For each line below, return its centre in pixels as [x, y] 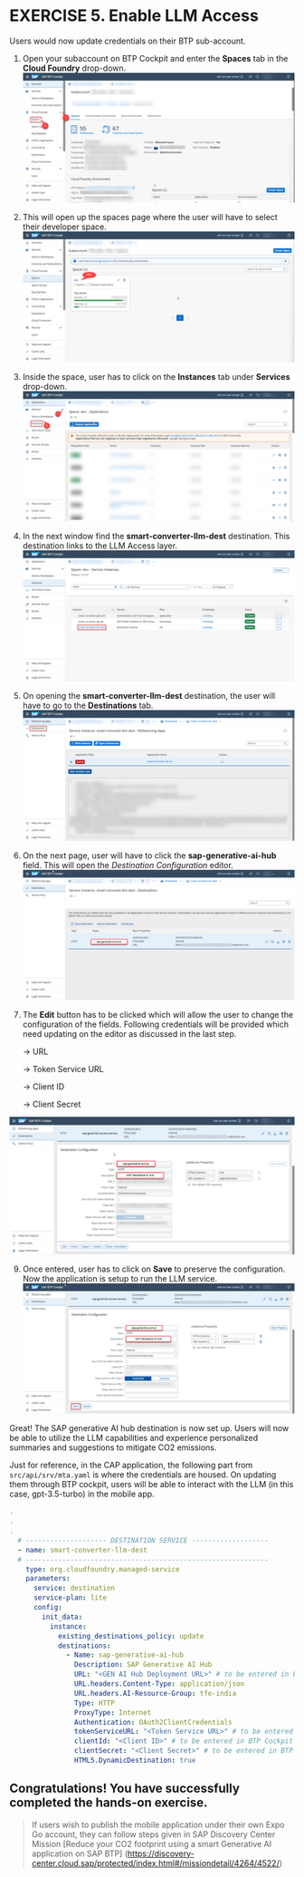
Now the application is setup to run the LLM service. [120, 1278]
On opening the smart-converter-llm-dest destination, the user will [149, 695]
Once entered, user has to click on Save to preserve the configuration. [154, 1269]
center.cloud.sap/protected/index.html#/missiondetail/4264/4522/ [156, 1862]
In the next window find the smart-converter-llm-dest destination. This [156, 537]
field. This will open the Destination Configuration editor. [128, 865]
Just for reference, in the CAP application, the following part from [131, 1466]
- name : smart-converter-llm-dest [82, 1550]
